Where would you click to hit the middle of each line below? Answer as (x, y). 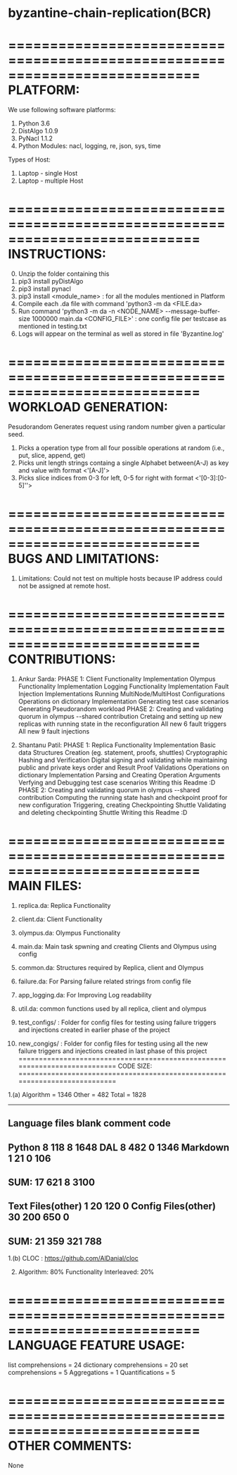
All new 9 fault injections (54, 731)
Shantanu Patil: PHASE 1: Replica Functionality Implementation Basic (117, 745)
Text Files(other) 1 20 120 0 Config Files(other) (112, 1207)
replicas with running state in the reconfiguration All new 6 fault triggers (122, 724)
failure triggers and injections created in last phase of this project (113, 1051)
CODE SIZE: (135, 1066)
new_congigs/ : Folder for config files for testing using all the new (113, 1043)
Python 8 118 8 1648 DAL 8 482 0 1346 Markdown (119, 1147)
